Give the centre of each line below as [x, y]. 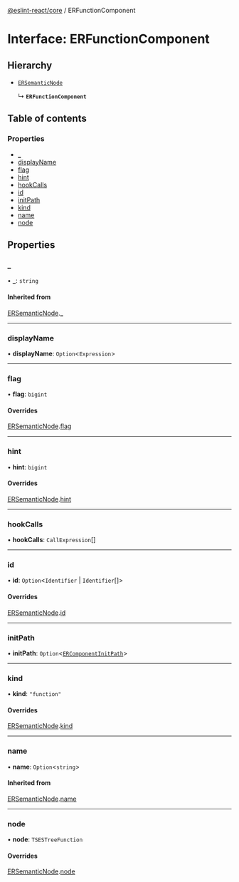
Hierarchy [30, 65]
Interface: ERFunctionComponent [108, 39]
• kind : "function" [34, 694]
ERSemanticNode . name [42, 799]
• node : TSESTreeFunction [45, 839]
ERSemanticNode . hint [39, 499]
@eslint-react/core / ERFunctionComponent [71, 10]
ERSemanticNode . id [37, 613]
